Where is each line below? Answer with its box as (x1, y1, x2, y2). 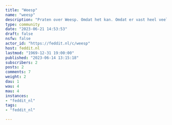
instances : (5, 93, 29, 98)
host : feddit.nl (5, 46, 40, 51)
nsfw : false (5, 36, 31, 41)
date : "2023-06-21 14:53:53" (5, 27, 68, 32)
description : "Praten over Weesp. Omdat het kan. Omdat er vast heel (5, 17, 157, 22)
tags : (5, 103, 17, 108)
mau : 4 (5, 88, 19, 94)
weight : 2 (5, 74, 27, 79)
